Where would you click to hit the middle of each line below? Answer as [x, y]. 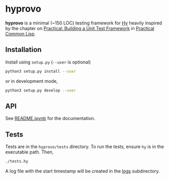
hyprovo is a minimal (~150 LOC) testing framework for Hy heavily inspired [84, 23]
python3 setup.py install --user [41, 71]
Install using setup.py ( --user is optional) [48, 62]
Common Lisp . [21, 34]
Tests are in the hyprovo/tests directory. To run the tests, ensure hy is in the [85, 147]
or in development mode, [32, 81]
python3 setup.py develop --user [41, 90]
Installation [23, 50]
